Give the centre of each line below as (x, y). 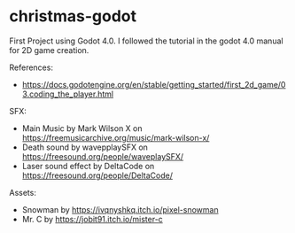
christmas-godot (73, 16)
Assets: (23, 192)
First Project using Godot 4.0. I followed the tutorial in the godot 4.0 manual (146, 41)
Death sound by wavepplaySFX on (85, 147)
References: (31, 67)
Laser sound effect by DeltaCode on (88, 166)
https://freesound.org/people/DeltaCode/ (97, 175)
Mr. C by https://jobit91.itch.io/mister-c (93, 219)
